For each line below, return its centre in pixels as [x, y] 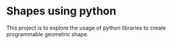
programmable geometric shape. [48, 34]
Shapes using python [61, 11]
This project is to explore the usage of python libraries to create [86, 28]
